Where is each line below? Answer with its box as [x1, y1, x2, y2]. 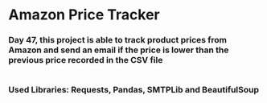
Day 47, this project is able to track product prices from [8, 35, 228, 46]
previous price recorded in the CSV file [8, 55, 163, 66]
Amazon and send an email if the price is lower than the [8, 44, 229, 56]
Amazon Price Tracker [8, 6, 161, 24]
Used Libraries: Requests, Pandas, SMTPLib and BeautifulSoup [8, 84, 260, 96]
